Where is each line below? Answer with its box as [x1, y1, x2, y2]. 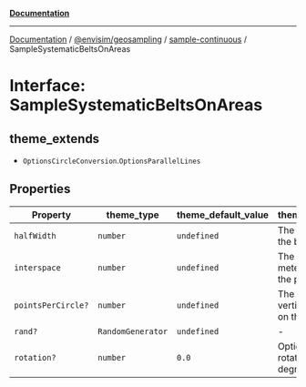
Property [31, 209, 71, 221]
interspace [14, 262, 61, 272]
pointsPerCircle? [14, 300, 89, 311]
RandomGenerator [97, 326, 168, 336]
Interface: [9, 76, 87, 97]
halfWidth [14, 230, 56, 240]
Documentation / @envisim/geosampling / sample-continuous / [9, 34, 248, 45]
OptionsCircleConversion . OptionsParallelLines [22, 155, 201, 166]
